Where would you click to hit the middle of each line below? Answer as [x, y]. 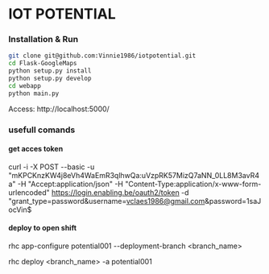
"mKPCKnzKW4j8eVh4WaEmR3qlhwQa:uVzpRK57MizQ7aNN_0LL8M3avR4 [134, 175]
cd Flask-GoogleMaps [43, 64]
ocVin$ [20, 210]
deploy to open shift [43, 228]
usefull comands [42, 130]
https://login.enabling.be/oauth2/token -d [120, 192]
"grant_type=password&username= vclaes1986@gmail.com [107, 201]
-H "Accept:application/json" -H [70, 184]
